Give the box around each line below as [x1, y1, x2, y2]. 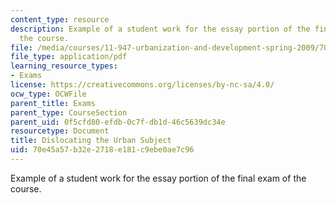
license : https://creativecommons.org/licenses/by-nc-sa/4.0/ [10, 80, 275, 90]
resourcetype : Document [10, 126, 110, 136]
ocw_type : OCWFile [10, 89, 87, 99]
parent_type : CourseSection [10, 107, 128, 118]
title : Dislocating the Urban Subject [10, 136, 172, 146]
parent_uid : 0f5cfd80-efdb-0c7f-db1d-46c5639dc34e [10, 117, 226, 127]
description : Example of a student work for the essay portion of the [10, 24, 311, 34]
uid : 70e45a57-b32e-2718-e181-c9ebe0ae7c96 [10, 145, 195, 155]
